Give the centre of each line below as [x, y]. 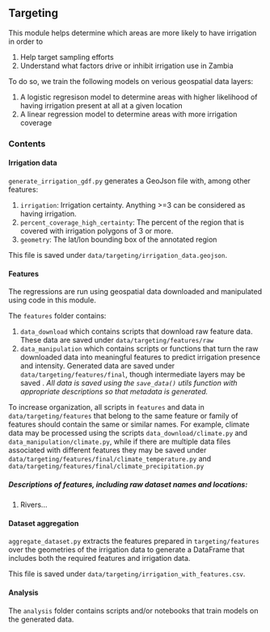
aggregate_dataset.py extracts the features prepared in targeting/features [134, 541]
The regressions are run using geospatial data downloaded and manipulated [135, 292]
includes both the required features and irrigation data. [99, 558]
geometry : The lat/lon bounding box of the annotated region [118, 239]
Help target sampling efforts [67, 57]
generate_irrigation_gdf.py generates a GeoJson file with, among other [129, 180]
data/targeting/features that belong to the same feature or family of [123, 416]
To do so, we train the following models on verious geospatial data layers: [131, 81]
